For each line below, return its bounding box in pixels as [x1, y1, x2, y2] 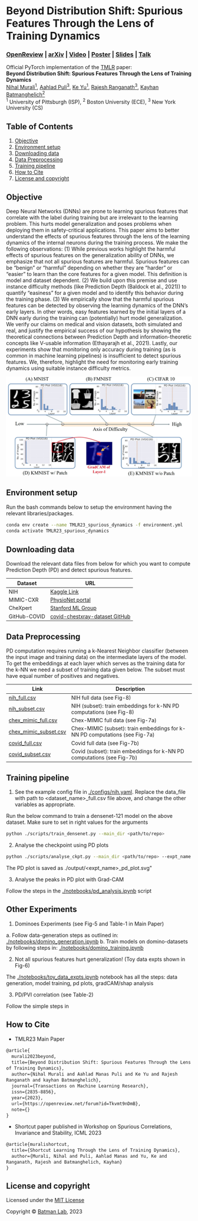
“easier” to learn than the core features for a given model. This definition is [6, 271, 187, 278]
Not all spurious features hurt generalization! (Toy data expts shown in [14, 956, 186, 963]
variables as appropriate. [14, 801, 75, 808]
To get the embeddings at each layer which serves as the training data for [6, 660, 186, 667]
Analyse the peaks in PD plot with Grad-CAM [14, 876, 124, 883]
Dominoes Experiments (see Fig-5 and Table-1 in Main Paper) [14, 920, 164, 927]
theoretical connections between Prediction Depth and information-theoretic [6, 333, 192, 340]
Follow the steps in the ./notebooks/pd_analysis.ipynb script [6, 888, 152, 895]
